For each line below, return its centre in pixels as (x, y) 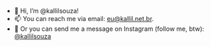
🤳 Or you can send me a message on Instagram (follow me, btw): (109, 29)
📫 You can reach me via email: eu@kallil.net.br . (84, 19)
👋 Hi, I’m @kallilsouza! (47, 11)
